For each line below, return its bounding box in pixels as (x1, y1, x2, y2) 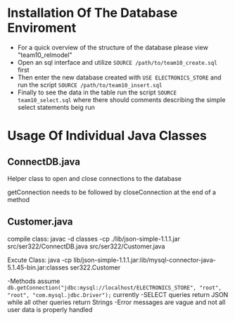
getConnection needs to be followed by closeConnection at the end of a (7, 188, 217, 196)
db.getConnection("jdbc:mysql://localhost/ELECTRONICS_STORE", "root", (7, 284, 222, 291)
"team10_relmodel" (17, 51, 72, 59)
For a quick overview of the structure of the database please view (17, 43, 209, 51)
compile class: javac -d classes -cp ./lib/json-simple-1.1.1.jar (7, 234, 181, 243)
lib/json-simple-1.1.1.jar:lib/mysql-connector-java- (73, 256, 216, 264)
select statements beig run (17, 103, 95, 111)
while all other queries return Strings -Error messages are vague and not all (7, 298, 226, 306)
